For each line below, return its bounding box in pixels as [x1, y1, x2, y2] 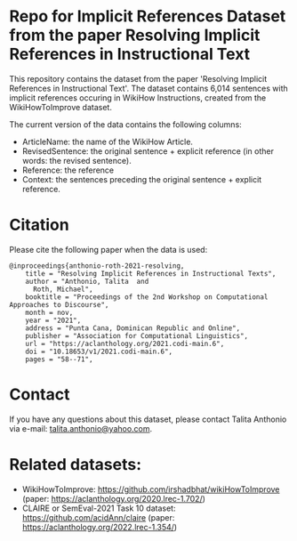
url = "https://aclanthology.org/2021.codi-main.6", [25, 339, 225, 348]
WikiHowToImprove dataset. [9, 101, 113, 112]
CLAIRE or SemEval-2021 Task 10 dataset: [21, 503, 176, 513]
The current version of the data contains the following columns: [9, 118, 242, 130]
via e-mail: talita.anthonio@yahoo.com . [9, 423, 153, 433]
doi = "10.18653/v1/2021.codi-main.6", [25, 347, 173, 356]
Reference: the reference [21, 165, 115, 175]
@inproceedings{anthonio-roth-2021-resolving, [9, 261, 185, 270]
